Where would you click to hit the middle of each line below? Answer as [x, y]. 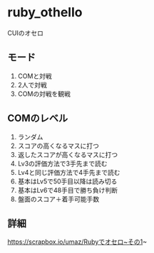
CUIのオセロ [26, 33]
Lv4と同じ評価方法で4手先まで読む [69, 172]
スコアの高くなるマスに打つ [58, 146]
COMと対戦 [35, 76]
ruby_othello [45, 12]
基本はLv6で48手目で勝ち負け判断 [68, 190]
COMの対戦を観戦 [44, 94]
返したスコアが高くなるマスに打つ [68, 154]
